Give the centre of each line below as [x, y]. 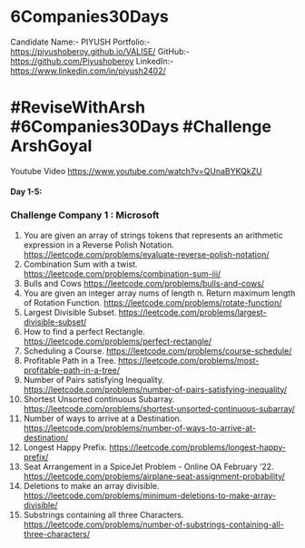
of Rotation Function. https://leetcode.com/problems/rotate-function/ [152, 302]
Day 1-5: [26, 191]
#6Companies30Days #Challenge [141, 127]
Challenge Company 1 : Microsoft [85, 215]
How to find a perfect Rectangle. [84, 331]
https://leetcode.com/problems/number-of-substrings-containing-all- [153, 524]
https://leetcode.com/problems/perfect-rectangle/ [118, 341]
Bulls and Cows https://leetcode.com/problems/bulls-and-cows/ [144, 283]
